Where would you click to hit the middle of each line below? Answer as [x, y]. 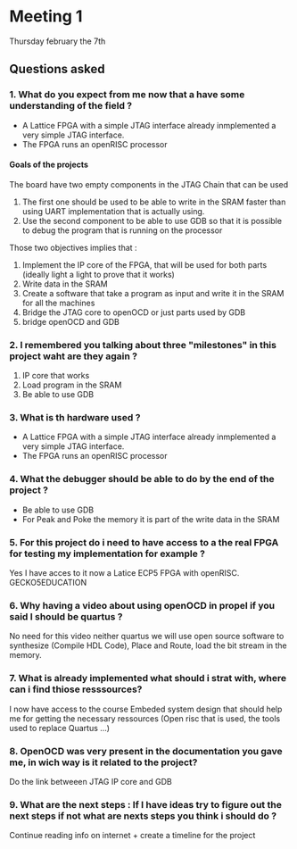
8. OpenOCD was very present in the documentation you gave [146, 751]
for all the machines [58, 303]
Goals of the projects [49, 165]
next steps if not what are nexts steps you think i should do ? [143, 816]
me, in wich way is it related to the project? [103, 762]
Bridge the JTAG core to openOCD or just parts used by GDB [134, 312]
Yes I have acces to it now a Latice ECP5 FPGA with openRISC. [124, 573]
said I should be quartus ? [66, 616]
